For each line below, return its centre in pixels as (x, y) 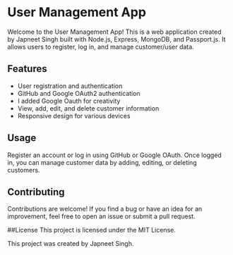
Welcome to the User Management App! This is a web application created (114, 32)
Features (27, 69)
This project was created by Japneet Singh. (71, 244)
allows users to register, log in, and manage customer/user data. (101, 46)
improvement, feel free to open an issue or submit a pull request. (101, 216)
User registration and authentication (70, 86)
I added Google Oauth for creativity (69, 101)
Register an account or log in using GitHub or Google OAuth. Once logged (115, 155)
